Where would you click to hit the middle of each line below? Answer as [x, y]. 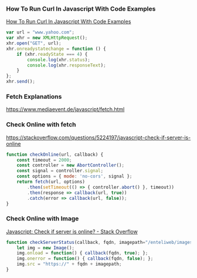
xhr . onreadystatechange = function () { [56, 49]
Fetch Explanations [34, 96]
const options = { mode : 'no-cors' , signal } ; [74, 176]
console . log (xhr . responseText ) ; [67, 65]
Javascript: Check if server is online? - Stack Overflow [72, 232]
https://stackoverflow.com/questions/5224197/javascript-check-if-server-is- [98, 138]
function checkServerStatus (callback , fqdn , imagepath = [76, 242]
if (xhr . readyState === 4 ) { [52, 54]
